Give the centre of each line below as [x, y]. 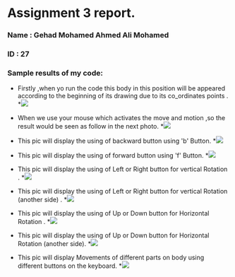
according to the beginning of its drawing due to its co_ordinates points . [123, 96]
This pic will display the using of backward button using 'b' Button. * [117, 141]
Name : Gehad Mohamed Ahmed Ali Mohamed [88, 35]
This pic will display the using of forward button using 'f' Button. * [113, 155]
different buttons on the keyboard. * [70, 266]
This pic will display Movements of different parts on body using [111, 258]
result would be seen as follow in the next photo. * [90, 126]
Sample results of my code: [55, 73]
